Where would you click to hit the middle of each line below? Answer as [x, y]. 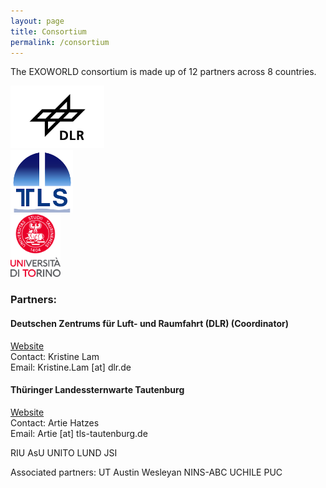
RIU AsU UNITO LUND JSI [64, 452]
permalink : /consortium [60, 42]
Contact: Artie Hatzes [55, 422]
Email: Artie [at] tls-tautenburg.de [79, 433]
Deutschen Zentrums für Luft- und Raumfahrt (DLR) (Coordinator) [150, 323]
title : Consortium [48, 31]
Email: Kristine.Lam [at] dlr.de [71, 367]
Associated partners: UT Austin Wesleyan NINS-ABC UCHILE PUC [146, 472]
